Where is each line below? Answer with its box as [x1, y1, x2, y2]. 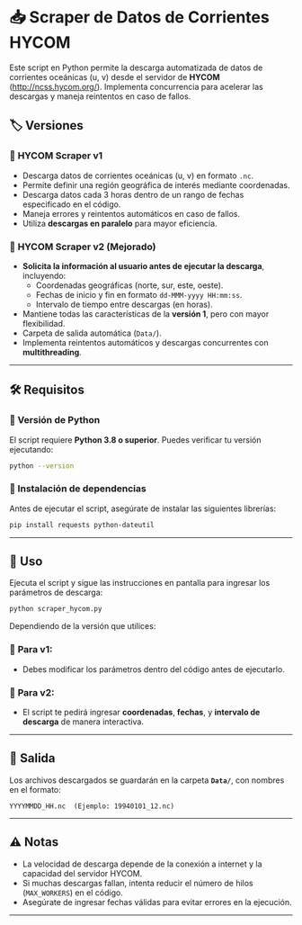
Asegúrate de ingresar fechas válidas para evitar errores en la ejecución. [22, 896, 292, 907]
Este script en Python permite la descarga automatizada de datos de [9, 62, 263, 73]
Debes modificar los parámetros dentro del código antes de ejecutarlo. [22, 663, 285, 675]
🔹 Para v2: [9, 686, 55, 698]
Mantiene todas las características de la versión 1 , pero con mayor [22, 308, 270, 319]
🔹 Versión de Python [9, 414, 101, 427]
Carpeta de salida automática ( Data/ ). [22, 328, 162, 338]
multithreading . [22, 346, 83, 357]
